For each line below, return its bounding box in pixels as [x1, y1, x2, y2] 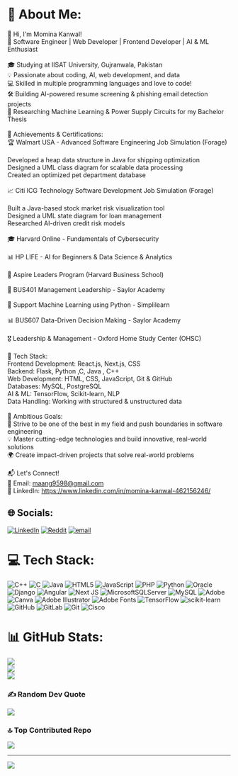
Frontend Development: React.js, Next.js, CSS [7, 359, 141, 368]
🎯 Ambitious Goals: [7, 412, 63, 420]
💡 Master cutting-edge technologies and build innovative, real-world [7, 434, 208, 443]
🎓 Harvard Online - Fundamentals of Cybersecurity [7, 234, 159, 243]
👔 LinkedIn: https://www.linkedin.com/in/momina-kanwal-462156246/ [7, 486, 211, 495]
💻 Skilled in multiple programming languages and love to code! [7, 79, 193, 87]
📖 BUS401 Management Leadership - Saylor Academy [7, 285, 165, 293]
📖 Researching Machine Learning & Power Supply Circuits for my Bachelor [7, 107, 225, 116]
